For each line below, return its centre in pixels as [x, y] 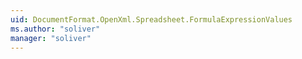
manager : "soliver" [51, 38]
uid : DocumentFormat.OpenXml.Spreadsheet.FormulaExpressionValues [151, 19]
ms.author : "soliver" [55, 29]
